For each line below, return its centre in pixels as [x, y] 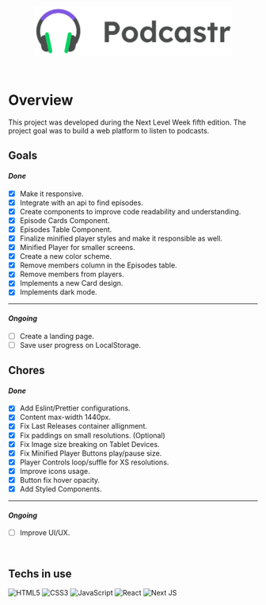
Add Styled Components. [61, 489]
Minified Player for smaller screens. [78, 248]
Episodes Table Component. [66, 229]
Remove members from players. [72, 274]
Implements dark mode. [58, 292]
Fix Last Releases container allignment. [84, 426]
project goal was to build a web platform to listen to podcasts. [109, 131]
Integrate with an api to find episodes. [82, 202]
